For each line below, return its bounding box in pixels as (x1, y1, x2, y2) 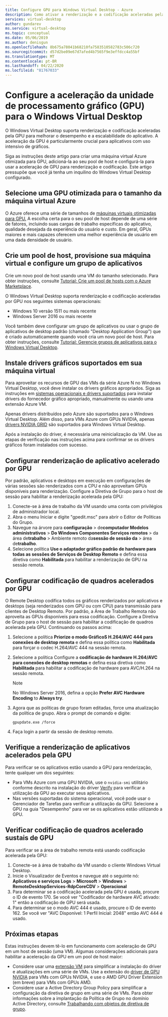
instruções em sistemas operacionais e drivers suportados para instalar (5, 391, 153, 397)
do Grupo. (12, 520, 33, 526)
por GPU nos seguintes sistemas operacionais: (5, 298, 101, 304)
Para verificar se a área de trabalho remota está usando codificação (5, 847, 145, 853)
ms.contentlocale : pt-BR (5, 59, 57, 64)
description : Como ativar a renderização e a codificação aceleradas (5, 12, 153, 17)
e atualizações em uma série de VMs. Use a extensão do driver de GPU (12, 969, 160, 975)
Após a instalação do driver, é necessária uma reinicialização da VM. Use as (5, 431, 162, 437)
